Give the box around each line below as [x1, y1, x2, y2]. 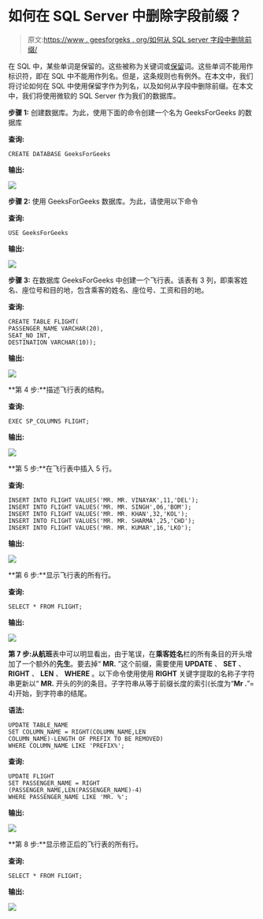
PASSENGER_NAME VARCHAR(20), [8, 324, 104, 332]
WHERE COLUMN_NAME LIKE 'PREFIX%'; [8, 742, 125, 749]
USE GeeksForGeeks [8, 229, 69, 237]
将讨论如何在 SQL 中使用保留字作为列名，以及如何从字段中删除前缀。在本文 [8, 80, 254, 91]
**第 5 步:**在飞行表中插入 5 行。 [8, 463, 117, 473]
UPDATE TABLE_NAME [8, 721, 69, 729]
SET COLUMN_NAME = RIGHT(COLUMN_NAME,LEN [8, 727, 146, 736]
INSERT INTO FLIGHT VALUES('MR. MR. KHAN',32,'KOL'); [8, 510, 189, 517]
